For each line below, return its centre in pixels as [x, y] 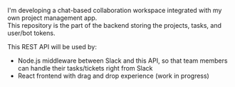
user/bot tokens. [31, 33]
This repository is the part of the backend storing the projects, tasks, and [115, 25]
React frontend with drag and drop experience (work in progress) [114, 76]
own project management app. [52, 18]
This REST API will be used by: [52, 47]
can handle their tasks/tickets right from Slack [85, 68]
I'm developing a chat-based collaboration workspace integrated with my [115, 10]
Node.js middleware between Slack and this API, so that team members [122, 61]
